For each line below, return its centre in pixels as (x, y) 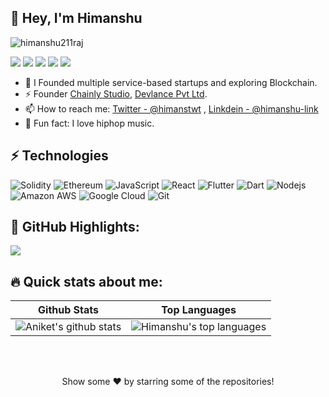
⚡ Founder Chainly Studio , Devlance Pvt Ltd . (116, 93)
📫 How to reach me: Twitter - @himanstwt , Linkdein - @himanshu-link (171, 108)
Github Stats (69, 310)
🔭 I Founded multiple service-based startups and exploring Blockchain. (171, 82)
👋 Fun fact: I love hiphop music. (89, 123)
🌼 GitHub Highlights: (75, 227)
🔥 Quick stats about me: (86, 281)
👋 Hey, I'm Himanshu (76, 18)
